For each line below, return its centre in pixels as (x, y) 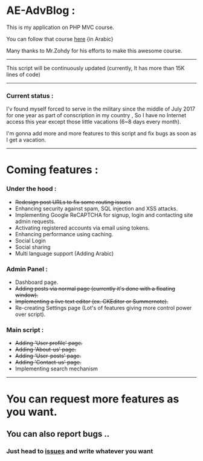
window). (27, 295)
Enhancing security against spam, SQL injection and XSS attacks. (96, 208)
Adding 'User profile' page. (49, 343)
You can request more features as (93, 399)
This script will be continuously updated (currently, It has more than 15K (95, 68)
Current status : (30, 95)
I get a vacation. (26, 140)
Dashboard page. (37, 282)
